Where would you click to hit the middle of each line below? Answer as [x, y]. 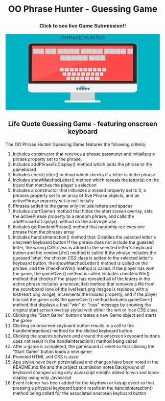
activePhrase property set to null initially [53, 200]
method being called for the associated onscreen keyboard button [79, 393]
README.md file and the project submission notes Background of [79, 367]
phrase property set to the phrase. [47, 159]
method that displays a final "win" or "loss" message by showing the [82, 305]
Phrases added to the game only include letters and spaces [72, 206]
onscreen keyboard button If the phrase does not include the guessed [83, 242]
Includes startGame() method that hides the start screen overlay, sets [83, 211]
